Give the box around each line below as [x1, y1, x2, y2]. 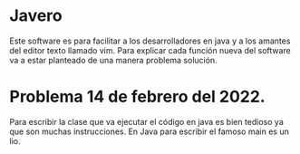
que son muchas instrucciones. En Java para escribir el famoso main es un [9, 126, 290, 137]
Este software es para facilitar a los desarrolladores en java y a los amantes [9, 35, 291, 46]
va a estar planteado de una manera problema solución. [9, 54, 218, 65]
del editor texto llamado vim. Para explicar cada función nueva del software [9, 44, 292, 55]
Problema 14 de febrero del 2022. [9, 87, 266, 107]
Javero [9, 5, 63, 26]
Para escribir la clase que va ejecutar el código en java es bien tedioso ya [9, 116, 284, 127]
